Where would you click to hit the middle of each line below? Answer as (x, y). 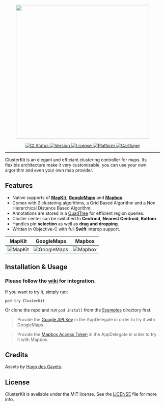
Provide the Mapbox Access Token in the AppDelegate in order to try (87, 334)
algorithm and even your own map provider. (49, 170)
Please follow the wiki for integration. (51, 281)
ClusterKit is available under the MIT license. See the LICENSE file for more (81, 394)
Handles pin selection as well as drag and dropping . (66, 224)
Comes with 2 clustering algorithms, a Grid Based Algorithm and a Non (84, 203)
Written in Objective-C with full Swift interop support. (66, 229)
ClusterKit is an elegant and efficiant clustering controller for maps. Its (76, 160)
